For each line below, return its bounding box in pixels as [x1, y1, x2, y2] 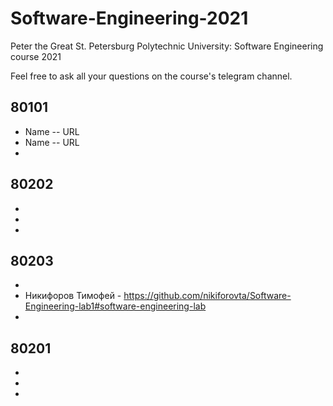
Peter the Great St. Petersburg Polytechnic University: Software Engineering [10, 40, 324, 52]
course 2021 [10, 50, 62, 62]
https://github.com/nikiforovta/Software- [123, 290, 292, 302]
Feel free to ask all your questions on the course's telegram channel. [10, 70, 293, 82]
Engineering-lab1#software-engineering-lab [24, 300, 207, 312]
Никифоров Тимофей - [24, 290, 122, 302]
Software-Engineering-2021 [10, 7, 249, 30]
